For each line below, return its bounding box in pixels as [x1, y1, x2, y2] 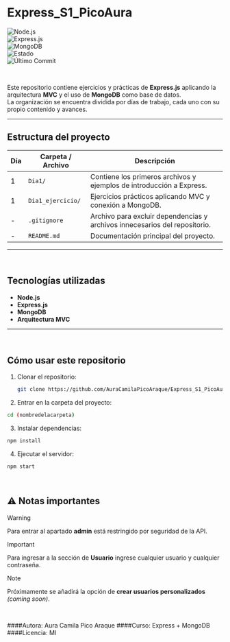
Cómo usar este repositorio [7, 355, 126, 366]
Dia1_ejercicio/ [28, 197, 81, 204]
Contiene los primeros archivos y [90, 171, 196, 181]
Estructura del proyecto [7, 132, 111, 143]
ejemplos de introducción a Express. [90, 180, 207, 190]
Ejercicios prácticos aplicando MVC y [90, 191, 210, 201]
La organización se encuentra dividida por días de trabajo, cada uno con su [7, 97, 220, 106]
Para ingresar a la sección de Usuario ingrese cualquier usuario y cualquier [7, 554, 220, 562]
